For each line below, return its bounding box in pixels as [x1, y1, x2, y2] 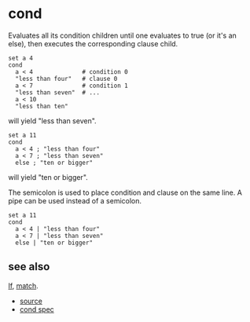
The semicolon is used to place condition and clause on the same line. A [8, 188, 242, 197]
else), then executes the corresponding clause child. [8, 38, 178, 48]
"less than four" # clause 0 [15, 75, 118, 82]
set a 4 [8, 54, 34, 62]
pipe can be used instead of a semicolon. [8, 196, 142, 205]
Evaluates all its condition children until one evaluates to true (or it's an [8, 31, 237, 40]
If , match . [8, 280, 39, 291]
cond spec [19, 304, 55, 314]
